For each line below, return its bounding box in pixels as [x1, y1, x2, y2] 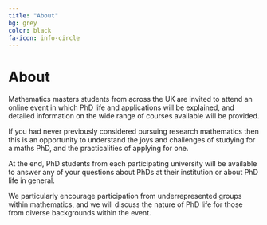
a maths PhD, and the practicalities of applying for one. [8, 144, 189, 153]
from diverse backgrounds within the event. [8, 208, 151, 218]
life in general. [8, 176, 55, 185]
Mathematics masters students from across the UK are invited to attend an [8, 95, 253, 104]
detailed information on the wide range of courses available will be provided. [8, 111, 260, 121]
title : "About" [8, 11, 59, 20]
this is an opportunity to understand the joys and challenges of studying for [8, 135, 256, 145]
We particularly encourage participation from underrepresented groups [8, 192, 242, 201]
